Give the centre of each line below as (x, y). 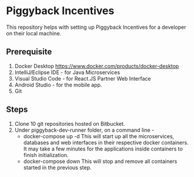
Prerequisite (29, 52)
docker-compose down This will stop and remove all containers (100, 161)
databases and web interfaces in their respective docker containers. (106, 142)
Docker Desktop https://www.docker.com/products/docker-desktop (97, 66)
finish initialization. (46, 155)
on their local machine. (34, 33)
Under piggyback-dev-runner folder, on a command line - (84, 130)
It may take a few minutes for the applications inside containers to (103, 149)
